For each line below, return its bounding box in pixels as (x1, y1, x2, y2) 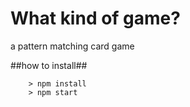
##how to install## (10, 59, 88, 71)
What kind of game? (10, 7, 181, 30)
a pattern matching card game (10, 40, 135, 52)
